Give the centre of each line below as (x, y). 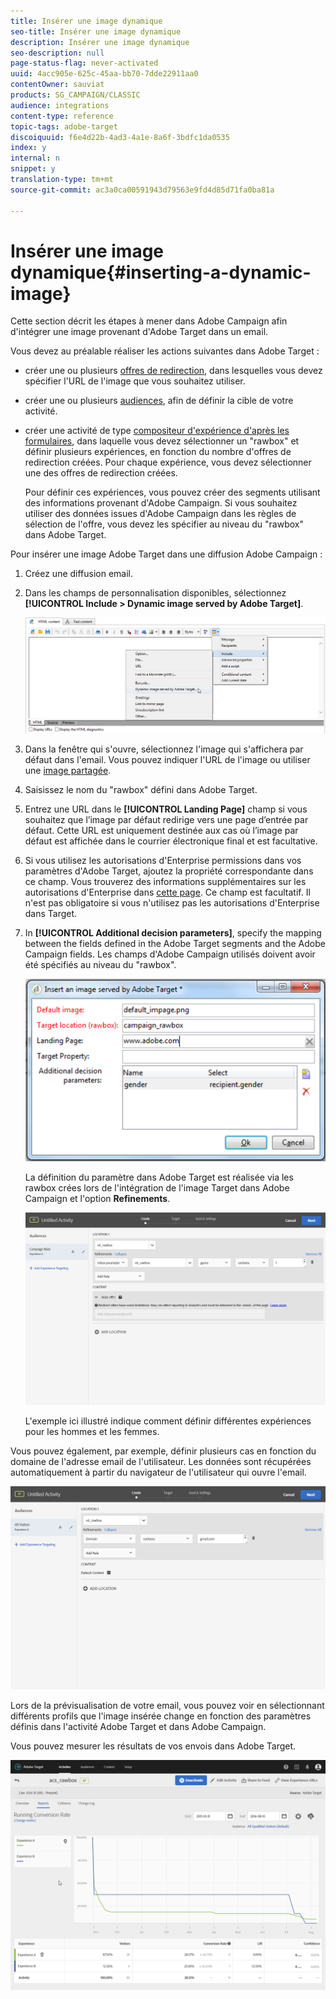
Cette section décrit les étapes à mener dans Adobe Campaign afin (149, 321)
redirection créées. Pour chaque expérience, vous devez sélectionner (168, 462)
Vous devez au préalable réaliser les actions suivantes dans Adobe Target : (165, 351)
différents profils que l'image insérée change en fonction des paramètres (161, 1716)
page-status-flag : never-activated (84, 63)
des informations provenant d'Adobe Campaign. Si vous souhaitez (161, 503)
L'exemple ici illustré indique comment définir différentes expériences (168, 1421)
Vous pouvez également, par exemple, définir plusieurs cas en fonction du (163, 1451)
